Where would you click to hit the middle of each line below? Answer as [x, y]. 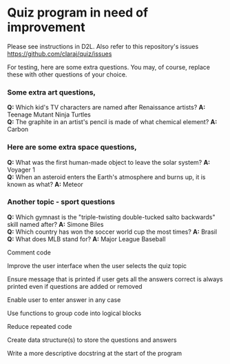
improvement [46, 27]
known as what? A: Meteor [45, 184]
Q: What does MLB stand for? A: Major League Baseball [86, 239]
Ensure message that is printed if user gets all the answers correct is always [115, 279]
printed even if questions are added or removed [75, 286]
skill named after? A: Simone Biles [55, 224]
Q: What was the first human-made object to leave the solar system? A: [109, 162]
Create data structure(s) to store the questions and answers [92, 340]
